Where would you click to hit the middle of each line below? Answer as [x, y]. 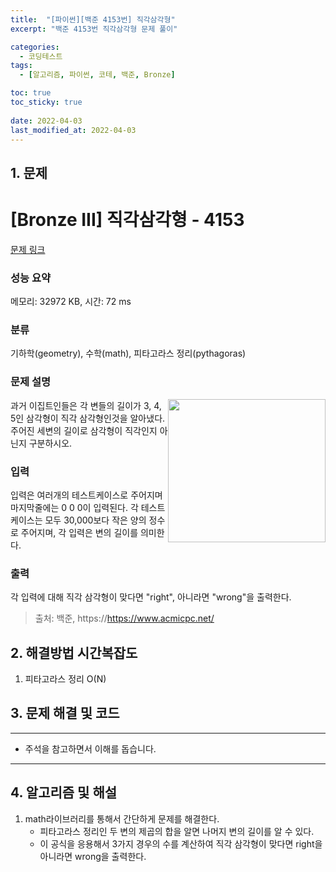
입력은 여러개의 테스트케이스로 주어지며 [86, 495]
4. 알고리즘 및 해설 [64, 792]
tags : [21, 66]
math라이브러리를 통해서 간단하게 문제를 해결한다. [122, 818]
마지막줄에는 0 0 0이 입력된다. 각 [74, 507]
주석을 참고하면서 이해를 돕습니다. [90, 748]
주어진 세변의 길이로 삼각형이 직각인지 [84, 430]
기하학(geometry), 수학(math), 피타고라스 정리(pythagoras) [128, 353]
